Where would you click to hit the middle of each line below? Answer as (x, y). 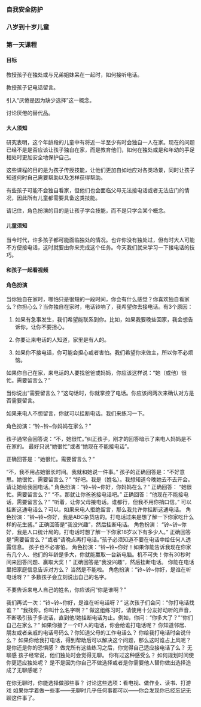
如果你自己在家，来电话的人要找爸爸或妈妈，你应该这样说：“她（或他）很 (97, 373)
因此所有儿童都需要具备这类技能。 (58, 198)
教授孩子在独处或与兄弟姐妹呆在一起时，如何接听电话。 (74, 74)
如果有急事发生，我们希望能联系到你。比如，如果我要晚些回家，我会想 (101, 320)
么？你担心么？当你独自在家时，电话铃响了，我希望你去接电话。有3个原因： (100, 307)
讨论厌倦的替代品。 (30, 113)
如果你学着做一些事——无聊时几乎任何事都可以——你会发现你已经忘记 (99, 690)
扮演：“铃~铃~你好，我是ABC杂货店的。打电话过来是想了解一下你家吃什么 (103, 517)
